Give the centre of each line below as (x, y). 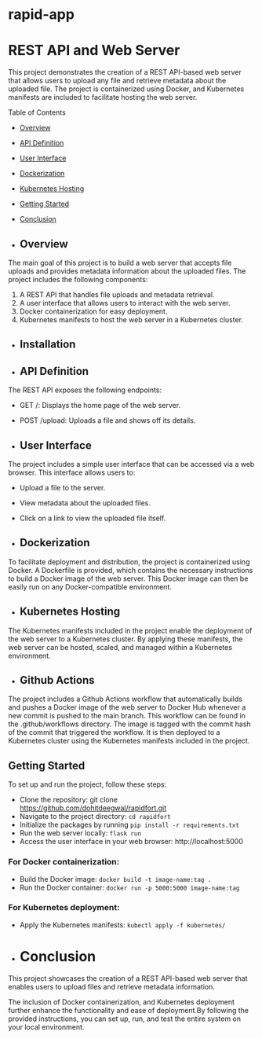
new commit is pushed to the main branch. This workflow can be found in (127, 716)
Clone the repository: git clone (68, 800)
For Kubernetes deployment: (64, 908)
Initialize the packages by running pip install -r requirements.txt (129, 825)
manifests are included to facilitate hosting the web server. (103, 97)
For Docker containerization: (64, 862)
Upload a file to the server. (62, 487)
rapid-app (41, 15)
